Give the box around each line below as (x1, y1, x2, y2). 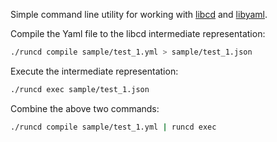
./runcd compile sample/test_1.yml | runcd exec (10, 122, 217, 132)
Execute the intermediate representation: (10, 65, 179, 77)
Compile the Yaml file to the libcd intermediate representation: (10, 28, 266, 39)
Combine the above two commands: (10, 102, 160, 114)
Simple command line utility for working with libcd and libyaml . (10, 9, 268, 20)
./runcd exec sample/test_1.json (10, 84, 150, 94)
